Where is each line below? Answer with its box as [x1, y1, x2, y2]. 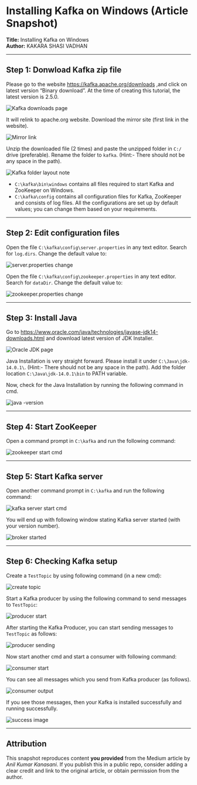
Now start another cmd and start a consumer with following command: [6, 652, 177, 660]
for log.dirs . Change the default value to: [6, 250, 107, 257]
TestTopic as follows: [6, 630, 57, 637]
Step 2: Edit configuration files [6, 228, 120, 238]
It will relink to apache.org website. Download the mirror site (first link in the [6, 116, 189, 123]
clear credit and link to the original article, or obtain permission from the [6, 767, 180, 774]
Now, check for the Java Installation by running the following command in [6, 382, 184, 389]
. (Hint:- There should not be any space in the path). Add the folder [24, 364, 186, 371]
